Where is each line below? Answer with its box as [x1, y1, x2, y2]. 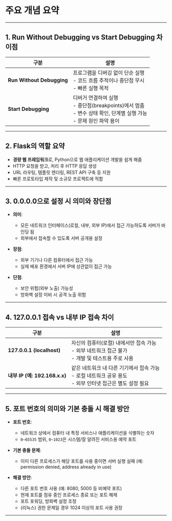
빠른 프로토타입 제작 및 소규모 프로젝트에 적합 [12, 176, 103, 182]
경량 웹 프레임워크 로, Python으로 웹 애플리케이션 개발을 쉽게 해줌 [12, 156, 142, 162]
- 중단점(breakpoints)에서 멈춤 [73, 102, 145, 109]
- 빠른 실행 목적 [73, 84, 109, 91]
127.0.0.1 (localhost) [8, 347, 60, 354]
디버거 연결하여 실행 [73, 94, 119, 101]
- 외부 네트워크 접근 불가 [71, 347, 127, 354]
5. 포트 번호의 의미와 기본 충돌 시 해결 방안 [5, 404, 130, 413]
